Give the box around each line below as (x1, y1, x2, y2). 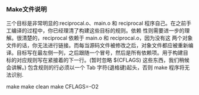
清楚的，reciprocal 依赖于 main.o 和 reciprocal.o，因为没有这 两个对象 (21, 34, 193, 42)
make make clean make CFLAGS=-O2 (6, 83, 99, 90)
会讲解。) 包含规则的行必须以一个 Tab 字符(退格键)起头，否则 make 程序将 (6, 64, 185, 71)
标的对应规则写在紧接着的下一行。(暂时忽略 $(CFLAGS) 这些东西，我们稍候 (6, 57, 190, 64)
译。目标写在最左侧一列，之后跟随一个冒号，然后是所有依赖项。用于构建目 (6, 49, 188, 57)
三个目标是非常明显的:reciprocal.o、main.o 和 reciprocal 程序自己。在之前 (6, 19, 187, 27)
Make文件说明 (6, 5, 48, 13)
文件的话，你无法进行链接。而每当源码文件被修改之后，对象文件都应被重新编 (6, 42, 194, 49)
